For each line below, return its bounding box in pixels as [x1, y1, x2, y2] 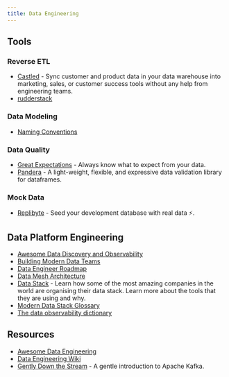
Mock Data [7, 192, 45, 202]
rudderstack [17, 94, 53, 103]
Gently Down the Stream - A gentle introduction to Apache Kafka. [17, 362, 205, 370]
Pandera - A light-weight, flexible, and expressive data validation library [17, 168, 222, 176]
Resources [7, 328, 55, 340]
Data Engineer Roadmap [17, 265, 87, 273]
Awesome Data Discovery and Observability [17, 250, 144, 258]
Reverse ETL [7, 56, 51, 66]
